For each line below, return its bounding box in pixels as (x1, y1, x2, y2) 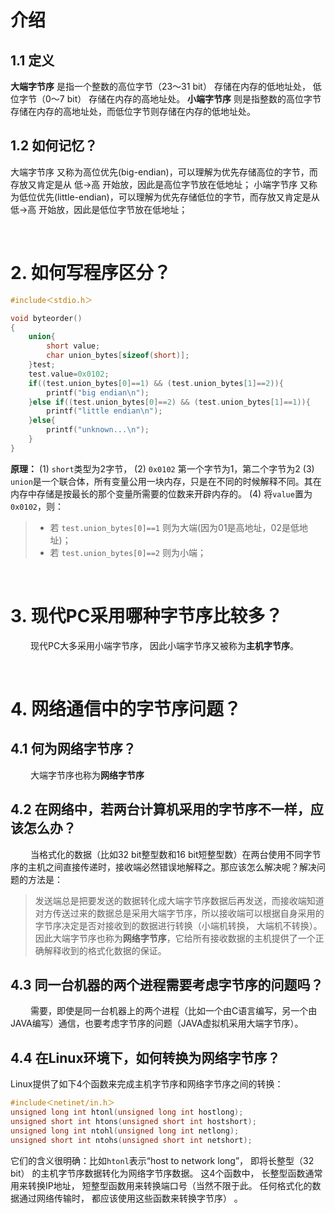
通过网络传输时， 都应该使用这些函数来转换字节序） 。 (18, 1192, 243, 1204)
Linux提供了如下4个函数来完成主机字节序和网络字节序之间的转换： (10, 1078, 284, 1090)
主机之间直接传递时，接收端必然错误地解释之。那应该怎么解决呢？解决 (27, 861, 317, 873)
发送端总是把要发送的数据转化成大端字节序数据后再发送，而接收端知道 (34, 894, 325, 906)
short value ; (46, 341, 101, 351)
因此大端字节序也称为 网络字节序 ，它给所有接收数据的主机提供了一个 (34, 932, 316, 944)
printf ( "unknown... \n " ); (46, 425, 150, 435)
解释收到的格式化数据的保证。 (43, 944, 167, 956)
